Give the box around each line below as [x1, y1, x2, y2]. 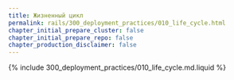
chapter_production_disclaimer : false [8, 41, 137, 49]
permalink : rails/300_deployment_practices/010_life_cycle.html [8, 19, 226, 27]
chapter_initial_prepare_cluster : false [8, 26, 145, 34]
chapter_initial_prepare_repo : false [8, 33, 134, 42]
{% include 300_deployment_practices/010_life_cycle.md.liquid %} [8, 63, 227, 72]
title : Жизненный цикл [8, 11, 84, 20]
